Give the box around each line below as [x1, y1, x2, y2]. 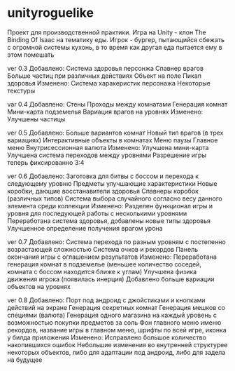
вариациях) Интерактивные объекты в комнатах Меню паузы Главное [7, 135, 218, 144]
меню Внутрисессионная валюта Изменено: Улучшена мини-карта [7, 143, 209, 151]
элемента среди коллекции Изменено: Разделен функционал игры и [7, 201, 213, 210]
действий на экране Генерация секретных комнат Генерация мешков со [7, 303, 226, 311]
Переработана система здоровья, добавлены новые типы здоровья [7, 216, 211, 225]
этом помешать [7, 50, 55, 59]
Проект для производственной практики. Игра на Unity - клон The [7, 28, 206, 36]
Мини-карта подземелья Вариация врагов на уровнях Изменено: [7, 107, 204, 116]
